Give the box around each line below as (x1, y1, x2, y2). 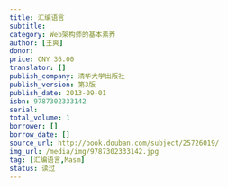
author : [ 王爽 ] (9, 38, 64, 48)
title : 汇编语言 (9, 13, 65, 22)
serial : (9, 105, 39, 114)
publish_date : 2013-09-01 (9, 88, 106, 97)
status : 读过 (9, 164, 56, 173)
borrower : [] (9, 122, 59, 131)
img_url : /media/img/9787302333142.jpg (9, 147, 160, 156)
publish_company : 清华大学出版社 (9, 72, 125, 81)
